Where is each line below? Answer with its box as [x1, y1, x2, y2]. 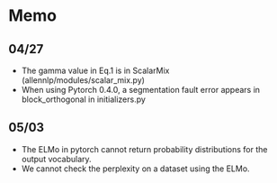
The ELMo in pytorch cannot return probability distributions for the [21, 143, 268, 154]
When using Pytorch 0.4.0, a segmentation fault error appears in [21, 85, 261, 95]
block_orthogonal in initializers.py [21, 94, 146, 105]
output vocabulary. [21, 153, 92, 164]
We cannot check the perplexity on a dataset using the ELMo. [21, 163, 250, 174]
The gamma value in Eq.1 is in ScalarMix [21, 65, 170, 76]
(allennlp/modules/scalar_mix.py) [21, 75, 146, 86]
